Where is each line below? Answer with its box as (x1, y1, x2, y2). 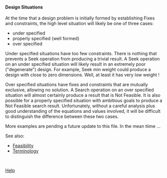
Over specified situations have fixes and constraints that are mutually (5, 82, 148, 88)
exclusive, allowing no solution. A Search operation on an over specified (5, 87, 154, 93)
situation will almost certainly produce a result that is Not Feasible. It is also (5, 92, 160, 98)
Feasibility (12, 143, 34, 149)
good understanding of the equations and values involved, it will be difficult (5, 108, 161, 114)
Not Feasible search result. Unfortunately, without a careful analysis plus (5, 103, 155, 109)
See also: (5, 133, 25, 139)
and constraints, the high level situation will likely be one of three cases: (5, 21, 154, 27)
